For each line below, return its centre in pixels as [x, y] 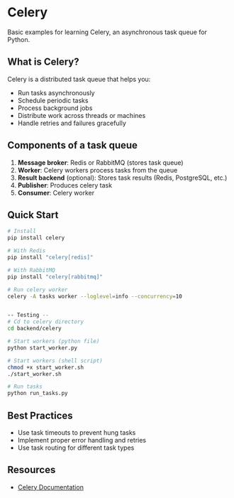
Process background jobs [55, 108]
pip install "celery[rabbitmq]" [55, 277]
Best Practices [40, 415]
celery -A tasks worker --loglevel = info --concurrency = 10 [95, 296]
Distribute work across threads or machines [82, 115]
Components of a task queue [73, 145]
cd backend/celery [34, 329]
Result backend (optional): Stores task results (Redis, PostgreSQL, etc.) [122, 178]
